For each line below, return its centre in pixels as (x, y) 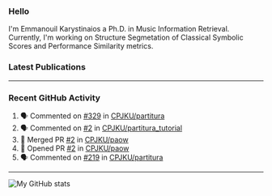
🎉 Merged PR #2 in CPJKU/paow (74, 139)
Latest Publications (47, 67)
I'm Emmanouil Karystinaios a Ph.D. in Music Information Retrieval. (119, 29)
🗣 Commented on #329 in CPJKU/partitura (92, 116)
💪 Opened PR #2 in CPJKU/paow (74, 148)
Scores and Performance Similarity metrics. (81, 46)
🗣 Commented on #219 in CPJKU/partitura (91, 157)
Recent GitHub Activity (55, 97)
